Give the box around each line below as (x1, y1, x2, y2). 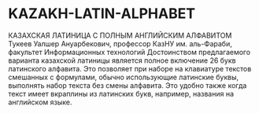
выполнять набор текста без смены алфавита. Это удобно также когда (8, 80, 247, 90)
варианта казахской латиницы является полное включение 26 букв (8, 56, 236, 65)
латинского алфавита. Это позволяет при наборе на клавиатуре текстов (8, 64, 252, 73)
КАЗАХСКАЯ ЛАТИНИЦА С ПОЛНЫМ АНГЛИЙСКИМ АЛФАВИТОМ (8, 31, 232, 40)
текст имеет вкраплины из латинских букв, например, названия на (8, 89, 235, 98)
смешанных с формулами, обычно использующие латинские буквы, (8, 72, 239, 82)
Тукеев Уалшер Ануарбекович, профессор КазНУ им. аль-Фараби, (8, 38, 232, 48)
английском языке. (8, 97, 72, 107)
